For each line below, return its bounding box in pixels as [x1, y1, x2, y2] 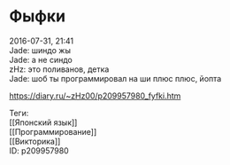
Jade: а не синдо [9, 54, 73, 65]
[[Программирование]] [9, 126, 97, 137]
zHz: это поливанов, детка [9, 64, 110, 75]
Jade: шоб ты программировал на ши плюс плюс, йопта [9, 73, 222, 83]
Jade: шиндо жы [9, 44, 71, 55]
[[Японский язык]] [9, 117, 78, 128]
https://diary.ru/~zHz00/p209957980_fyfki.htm [9, 90, 181, 101]
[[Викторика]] [9, 136, 61, 146]
